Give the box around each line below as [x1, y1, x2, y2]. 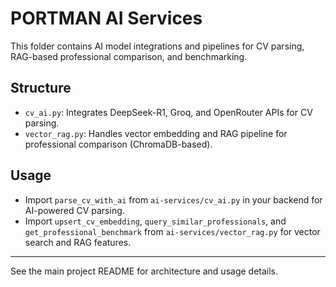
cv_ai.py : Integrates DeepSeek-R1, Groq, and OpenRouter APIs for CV [24, 106, 313, 118]
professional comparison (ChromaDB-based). [24, 138, 213, 150]
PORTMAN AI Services [10, 7, 203, 30]
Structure [10, 80, 72, 97]
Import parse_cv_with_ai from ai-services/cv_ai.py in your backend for [24, 193, 323, 206]
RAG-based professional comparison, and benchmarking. [10, 50, 248, 62]
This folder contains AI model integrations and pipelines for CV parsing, [10, 40, 305, 52]
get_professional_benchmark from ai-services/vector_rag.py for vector [24, 225, 321, 237]
